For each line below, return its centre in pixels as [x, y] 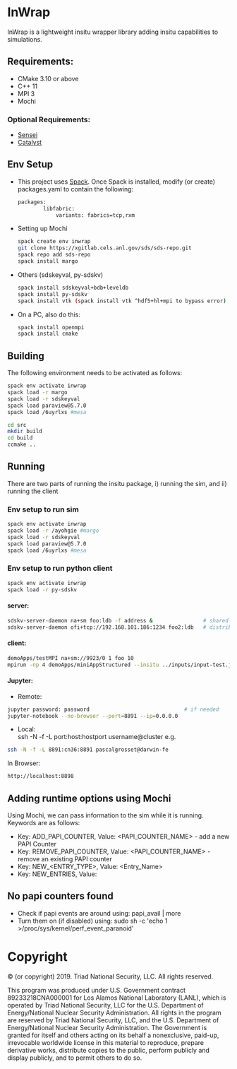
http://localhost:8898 [41, 776]
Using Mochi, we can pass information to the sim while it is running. [105, 815]
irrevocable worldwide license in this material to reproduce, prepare [106, 1042]
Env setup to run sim [43, 509]
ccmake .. [22, 445]
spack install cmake [48, 334]
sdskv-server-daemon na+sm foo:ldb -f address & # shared [118, 620]
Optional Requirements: [49, 119]
